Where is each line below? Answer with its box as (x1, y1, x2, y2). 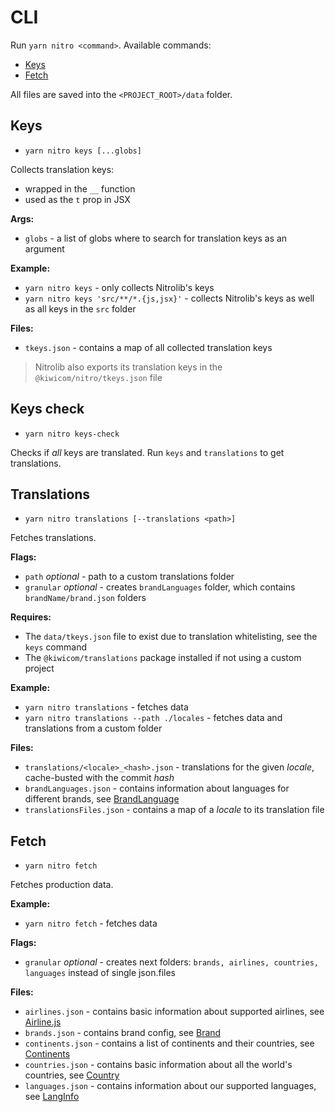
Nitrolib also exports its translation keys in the (34, 361, 223, 373)
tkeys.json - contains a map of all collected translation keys (24, 341, 273, 353)
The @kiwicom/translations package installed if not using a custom (24, 652, 302, 664)
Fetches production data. (10, 879, 114, 891)
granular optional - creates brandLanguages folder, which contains (24, 581, 296, 593)
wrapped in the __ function (24, 182, 136, 195)
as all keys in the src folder (24, 302, 137, 315)
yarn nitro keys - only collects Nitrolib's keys (24, 281, 215, 293)
